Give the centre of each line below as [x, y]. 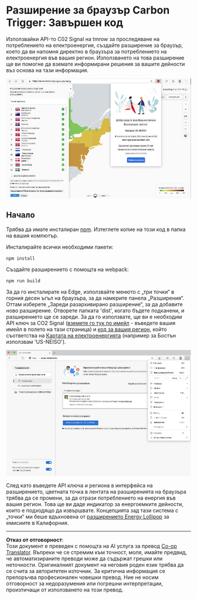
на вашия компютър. [32, 235]
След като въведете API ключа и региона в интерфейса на [79, 485]
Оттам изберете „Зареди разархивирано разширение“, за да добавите [94, 304]
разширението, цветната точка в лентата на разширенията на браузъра [96, 491]
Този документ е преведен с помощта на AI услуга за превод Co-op [91, 546]
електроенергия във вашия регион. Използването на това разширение [95, 58]
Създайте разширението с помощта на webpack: [67, 269]
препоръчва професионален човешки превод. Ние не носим [82, 577]
